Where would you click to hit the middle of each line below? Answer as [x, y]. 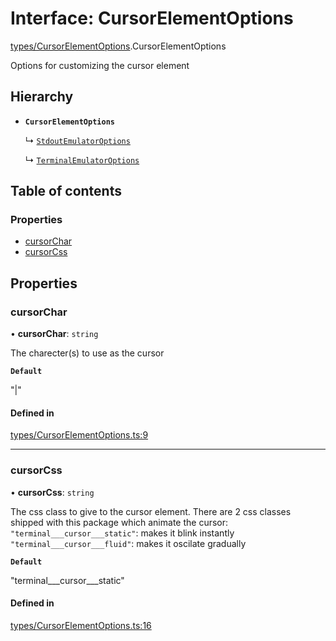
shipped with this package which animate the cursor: [119, 522]
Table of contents [66, 191]
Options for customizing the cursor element [100, 65]
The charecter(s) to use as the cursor [87, 353]
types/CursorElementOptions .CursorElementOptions [118, 46]
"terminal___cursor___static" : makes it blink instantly [122, 533]
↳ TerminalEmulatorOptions [82, 159]
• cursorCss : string [52, 492]
